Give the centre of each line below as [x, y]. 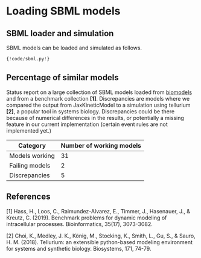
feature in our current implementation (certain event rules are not [87, 124]
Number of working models [101, 145]
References [28, 197]
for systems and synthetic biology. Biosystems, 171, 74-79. [79, 248]
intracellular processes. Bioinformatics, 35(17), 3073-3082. [79, 224]
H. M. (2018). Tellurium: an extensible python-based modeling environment [100, 242]
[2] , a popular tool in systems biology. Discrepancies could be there [91, 111]
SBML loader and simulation [60, 33]
